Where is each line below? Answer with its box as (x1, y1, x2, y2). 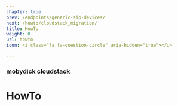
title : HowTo (6, 25, 39, 32)
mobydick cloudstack (6, 67, 70, 75)
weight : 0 (6, 31, 31, 37)
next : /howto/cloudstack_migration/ (6, 20, 97, 26)
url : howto (6, 37, 33, 43)
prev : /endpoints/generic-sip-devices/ (6, 14, 106, 20)
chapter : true (6, 8, 42, 15)
